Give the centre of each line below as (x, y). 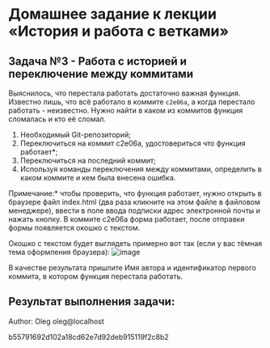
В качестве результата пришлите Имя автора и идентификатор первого (133, 267)
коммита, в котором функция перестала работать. (96, 276)
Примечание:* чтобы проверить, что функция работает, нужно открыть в (135, 193)
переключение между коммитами (101, 74)
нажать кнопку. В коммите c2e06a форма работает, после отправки (127, 219)
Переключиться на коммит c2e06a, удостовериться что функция (133, 143)
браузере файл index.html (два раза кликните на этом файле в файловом (134, 202)
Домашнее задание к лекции (112, 14)
